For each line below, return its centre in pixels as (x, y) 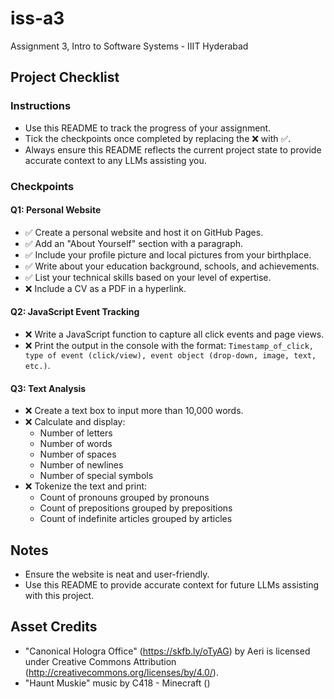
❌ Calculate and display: (75, 422)
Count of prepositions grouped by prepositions (136, 508)
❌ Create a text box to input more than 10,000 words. (134, 411)
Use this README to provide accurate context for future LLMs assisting (171, 584)
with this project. (59, 595)
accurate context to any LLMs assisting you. (115, 160)
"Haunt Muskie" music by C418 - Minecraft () (117, 683)
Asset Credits (54, 627)
